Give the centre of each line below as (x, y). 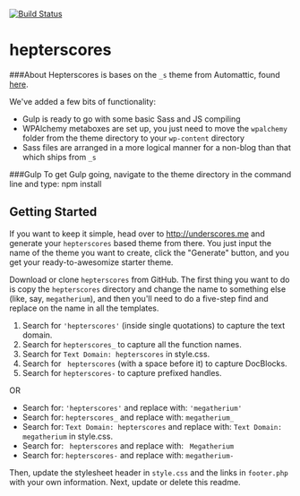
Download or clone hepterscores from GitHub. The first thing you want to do (150, 279)
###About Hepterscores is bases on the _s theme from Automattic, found (145, 74)
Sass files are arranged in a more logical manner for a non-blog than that (156, 147)
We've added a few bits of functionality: (83, 101)
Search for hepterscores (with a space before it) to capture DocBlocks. (155, 363)
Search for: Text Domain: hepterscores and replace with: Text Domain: (152, 426)
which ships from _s (59, 157)
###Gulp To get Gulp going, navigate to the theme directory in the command (150, 174)
